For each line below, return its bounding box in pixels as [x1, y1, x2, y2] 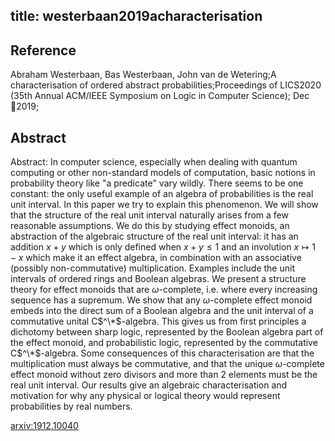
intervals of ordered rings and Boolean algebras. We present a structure [10, 273, 307, 285]
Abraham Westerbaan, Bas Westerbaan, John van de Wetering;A [10, 69, 277, 81]
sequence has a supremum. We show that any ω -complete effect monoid [10, 294, 313, 306]
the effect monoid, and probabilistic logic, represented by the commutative [10, 337, 318, 349]
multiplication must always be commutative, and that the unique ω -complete [10, 358, 325, 370]
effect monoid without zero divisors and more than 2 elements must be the [10, 369, 318, 381]
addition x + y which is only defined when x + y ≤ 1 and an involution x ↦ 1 [10, 241, 316, 253]
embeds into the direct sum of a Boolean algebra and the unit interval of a [10, 305, 314, 317]
